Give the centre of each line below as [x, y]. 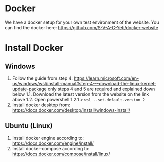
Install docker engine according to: [48, 138]
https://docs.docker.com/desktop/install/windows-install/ [71, 110]
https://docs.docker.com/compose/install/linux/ [61, 154]
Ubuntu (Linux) [29, 126]
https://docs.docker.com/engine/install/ [53, 143]
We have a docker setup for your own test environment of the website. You [82, 22]
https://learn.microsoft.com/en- [107, 78]
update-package [29, 89]
